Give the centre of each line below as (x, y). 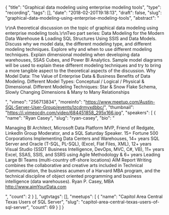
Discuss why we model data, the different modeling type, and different (78, 44)
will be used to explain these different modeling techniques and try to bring (83, 65)
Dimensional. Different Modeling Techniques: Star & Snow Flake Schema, (81, 87)
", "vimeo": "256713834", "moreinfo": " (45, 102)
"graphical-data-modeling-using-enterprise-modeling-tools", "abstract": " (82, 18)
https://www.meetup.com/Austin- (120, 102)
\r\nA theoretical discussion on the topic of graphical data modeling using (82, 28)
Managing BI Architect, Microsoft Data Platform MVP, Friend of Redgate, (80, 128)
